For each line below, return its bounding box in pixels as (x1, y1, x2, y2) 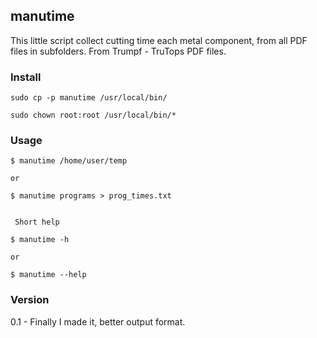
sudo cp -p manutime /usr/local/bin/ (10, 93, 168, 103)
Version (10, 293, 50, 307)
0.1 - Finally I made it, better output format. (10, 315, 186, 328)
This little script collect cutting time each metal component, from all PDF (10, 34, 308, 46)
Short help (14, 217, 60, 228)
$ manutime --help (10, 270, 87, 280)
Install (10, 70, 42, 84)
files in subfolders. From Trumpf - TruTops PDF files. (10, 45, 227, 57)
